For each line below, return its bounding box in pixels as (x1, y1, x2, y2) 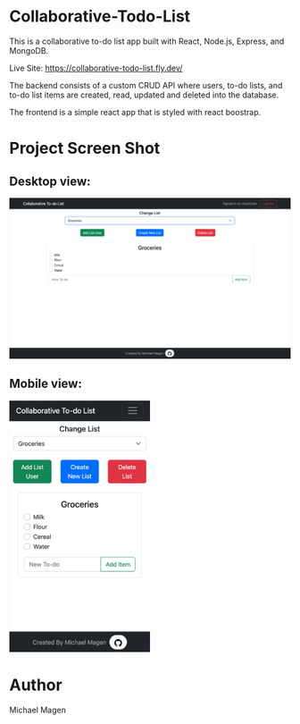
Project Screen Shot (9, 139, 161, 158)
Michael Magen (9, 704, 67, 715)
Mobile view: (9, 376, 82, 391)
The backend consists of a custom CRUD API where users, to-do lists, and (9, 80, 283, 90)
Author (9, 675, 62, 695)
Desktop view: (9, 173, 91, 189)
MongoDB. (9, 45, 49, 55)
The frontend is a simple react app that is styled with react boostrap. (9, 106, 262, 117)
